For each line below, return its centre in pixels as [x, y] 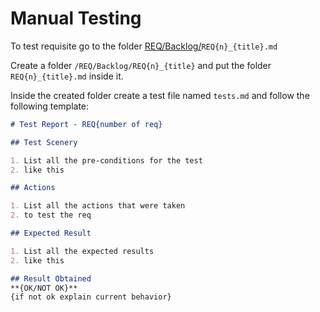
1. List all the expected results [82, 251]
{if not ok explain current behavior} [91, 297]
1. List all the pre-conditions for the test [106, 160]
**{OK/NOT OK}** [44, 288]
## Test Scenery [44, 142]
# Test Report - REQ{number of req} [86, 124]
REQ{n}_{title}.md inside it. [67, 76]
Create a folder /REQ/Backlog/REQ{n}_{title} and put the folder [141, 65]
